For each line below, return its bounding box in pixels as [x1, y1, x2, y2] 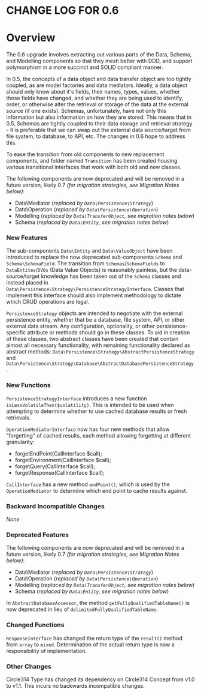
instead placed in [6, 279, 49, 286]
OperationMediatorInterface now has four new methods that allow [6, 426, 170, 433]
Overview [6, 31, 56, 45]
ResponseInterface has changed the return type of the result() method [6, 634, 182, 642]
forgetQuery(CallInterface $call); [14, 463, 96, 470]
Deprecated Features [6, 531, 69, 539]
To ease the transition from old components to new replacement [6, 151, 165, 158]
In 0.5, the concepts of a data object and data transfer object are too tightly [6, 76, 191, 83]
